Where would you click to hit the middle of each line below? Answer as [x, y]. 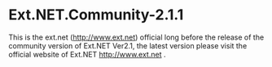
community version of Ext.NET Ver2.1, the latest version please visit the [128, 45]
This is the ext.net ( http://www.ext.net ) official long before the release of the [136, 37]
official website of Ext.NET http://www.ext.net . [87, 54]
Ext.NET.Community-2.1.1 [96, 15]
